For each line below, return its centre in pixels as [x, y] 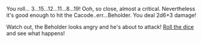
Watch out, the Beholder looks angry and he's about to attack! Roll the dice [100, 27]
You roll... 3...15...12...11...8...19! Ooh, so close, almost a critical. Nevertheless [101, 9]
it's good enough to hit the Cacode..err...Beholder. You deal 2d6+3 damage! [101, 15]
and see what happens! [36, 33]
